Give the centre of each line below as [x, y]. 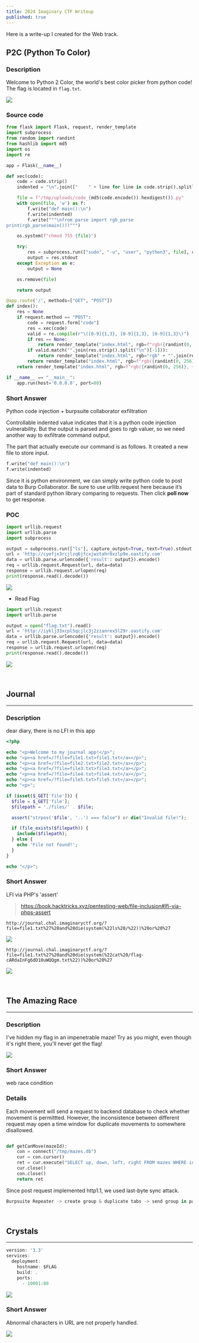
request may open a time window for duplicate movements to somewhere [96, 1124]
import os [18, 149]
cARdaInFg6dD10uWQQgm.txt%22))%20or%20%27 [59, 960]
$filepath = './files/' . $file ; [53, 807]
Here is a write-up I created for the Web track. [62, 34]
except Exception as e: [46, 263]
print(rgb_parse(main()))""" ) [44, 226]
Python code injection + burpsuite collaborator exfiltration [77, 411]
